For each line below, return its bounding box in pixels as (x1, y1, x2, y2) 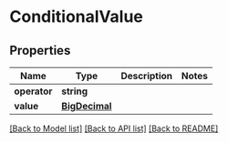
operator (14, 85, 53, 97)
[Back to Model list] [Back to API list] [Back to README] (9, 123, 219, 134)
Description (120, 70, 173, 82)
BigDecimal (61, 100, 112, 112)
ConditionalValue (9, 6, 144, 27)
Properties (9, 43, 71, 58)
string (61, 85, 88, 97)
